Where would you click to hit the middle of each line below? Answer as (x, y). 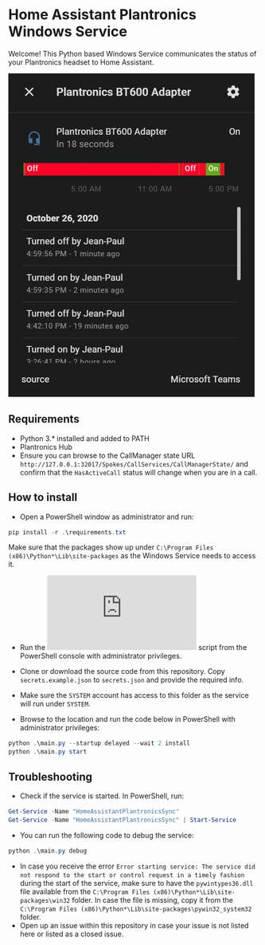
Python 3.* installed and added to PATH (84, 438)
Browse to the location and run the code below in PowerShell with (128, 719)
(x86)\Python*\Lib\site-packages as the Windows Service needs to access (132, 556)
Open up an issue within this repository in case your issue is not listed (134, 925)
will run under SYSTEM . (55, 704)
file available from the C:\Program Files (85, 892)
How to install (43, 497)
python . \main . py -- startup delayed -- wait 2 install (99, 743)
